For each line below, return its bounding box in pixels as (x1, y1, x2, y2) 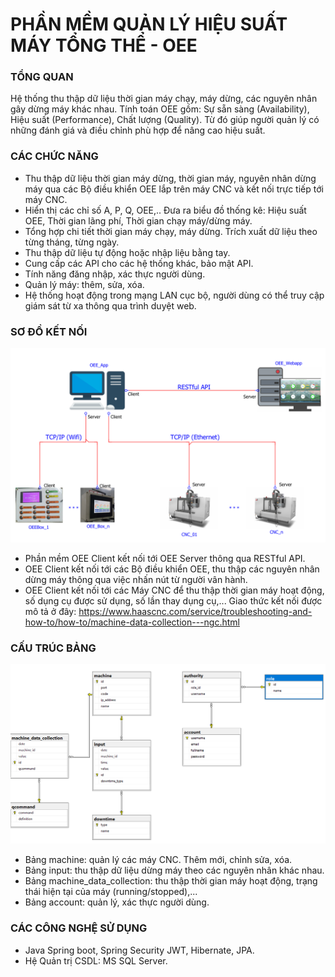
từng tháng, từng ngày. (24, 236, 120, 248)
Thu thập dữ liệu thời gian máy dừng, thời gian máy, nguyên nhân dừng (24, 172, 317, 184)
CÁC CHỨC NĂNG (10, 149, 99, 163)
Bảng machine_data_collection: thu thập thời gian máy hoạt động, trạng (24, 875, 318, 887)
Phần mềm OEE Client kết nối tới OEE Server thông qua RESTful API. (24, 553, 306, 565)
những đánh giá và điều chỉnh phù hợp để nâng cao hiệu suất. (10, 124, 266, 137)
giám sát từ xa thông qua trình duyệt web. (24, 299, 197, 312)
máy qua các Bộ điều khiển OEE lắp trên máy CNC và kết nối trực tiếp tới (24, 183, 324, 195)
